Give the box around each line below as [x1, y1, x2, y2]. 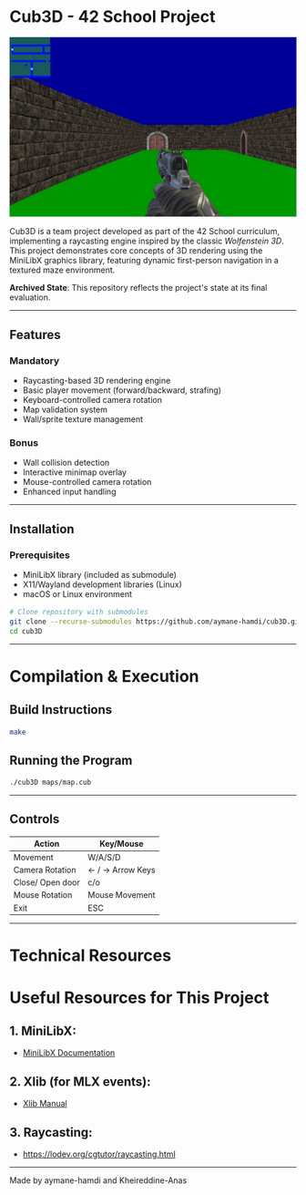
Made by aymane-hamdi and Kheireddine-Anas [9, 1174, 188, 1186]
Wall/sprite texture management [22, 413, 144, 425]
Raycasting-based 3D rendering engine [22, 375, 171, 386]
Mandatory [9, 354, 60, 366]
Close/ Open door [13, 877, 80, 888]
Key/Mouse [99, 839, 144, 850]
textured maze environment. [9, 264, 116, 275]
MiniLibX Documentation [22, 1047, 116, 1058]
